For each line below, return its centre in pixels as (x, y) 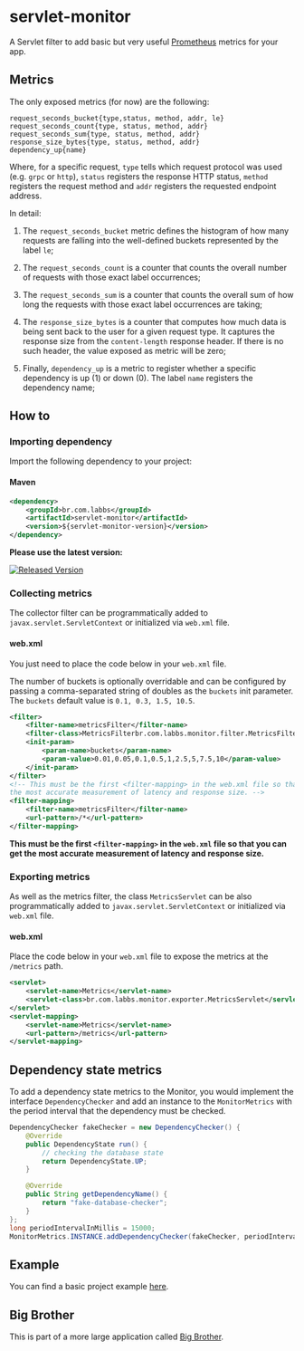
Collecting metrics (51, 593)
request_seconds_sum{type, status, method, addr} (105, 134)
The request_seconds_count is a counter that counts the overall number (155, 267)
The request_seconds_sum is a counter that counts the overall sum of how (158, 294)
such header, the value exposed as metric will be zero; (124, 350)
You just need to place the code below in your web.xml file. (118, 664)
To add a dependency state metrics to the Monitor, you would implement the (152, 1092)
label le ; (38, 250)
